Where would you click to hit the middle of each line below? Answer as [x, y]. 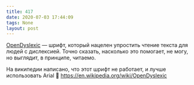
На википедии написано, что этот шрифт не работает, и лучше [86, 70]
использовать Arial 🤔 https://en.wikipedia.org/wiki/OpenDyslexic [87, 75]
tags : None [20, 23]
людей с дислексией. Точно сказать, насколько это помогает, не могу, [97, 52]
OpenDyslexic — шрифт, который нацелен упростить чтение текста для [97, 45]
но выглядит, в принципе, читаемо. [51, 58]
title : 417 [20, 12]
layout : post [22, 28]
